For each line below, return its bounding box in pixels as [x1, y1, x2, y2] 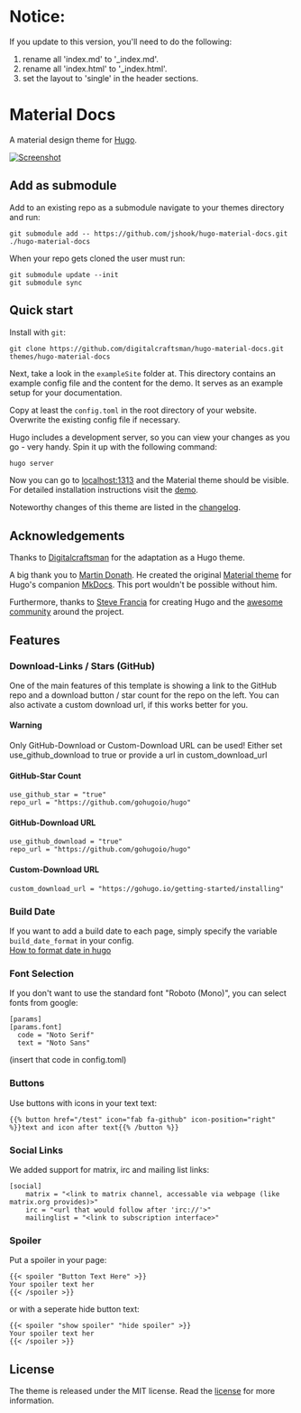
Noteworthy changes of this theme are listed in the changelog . [9, 502, 242, 513]
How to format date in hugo [9, 944, 112, 955]
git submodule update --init [9, 270, 119, 279]
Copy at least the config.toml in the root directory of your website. [9, 404, 257, 415]
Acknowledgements [9, 528, 125, 544]
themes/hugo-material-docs [9, 352, 111, 361]
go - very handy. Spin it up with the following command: [9, 441, 218, 452]
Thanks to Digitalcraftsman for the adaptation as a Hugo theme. [9, 553, 245, 563]
